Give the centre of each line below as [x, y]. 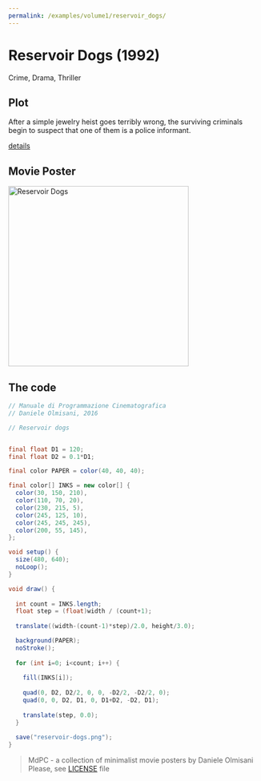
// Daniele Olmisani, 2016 [53, 413]
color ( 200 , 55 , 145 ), [52, 530]
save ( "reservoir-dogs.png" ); [64, 738]
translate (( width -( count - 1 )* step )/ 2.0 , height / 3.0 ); [105, 626]
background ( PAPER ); [48, 641]
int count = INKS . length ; [59, 604]
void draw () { [32, 589]
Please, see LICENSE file [68, 769]
